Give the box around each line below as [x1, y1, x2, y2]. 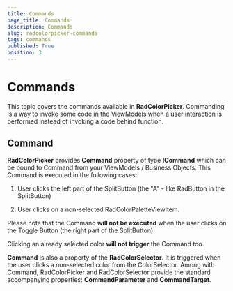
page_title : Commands [7, 17, 70, 24]
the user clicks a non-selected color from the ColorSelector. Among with [7, 260, 215, 269]
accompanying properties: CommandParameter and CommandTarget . [7, 275, 211, 283]
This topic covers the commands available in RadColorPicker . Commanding [7, 102, 225, 110]
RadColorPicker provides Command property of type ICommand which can [7, 156, 226, 164]
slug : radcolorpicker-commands [7, 29, 98, 37]
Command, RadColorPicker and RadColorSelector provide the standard [7, 268, 211, 276]
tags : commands [7, 36, 51, 43]
